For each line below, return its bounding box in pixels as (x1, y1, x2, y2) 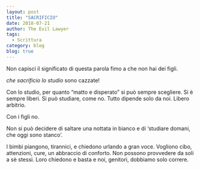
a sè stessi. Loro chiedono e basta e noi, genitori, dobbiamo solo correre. (6, 156, 189, 163)
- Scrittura (12, 37, 42, 43)
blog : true (6, 48, 34, 55)
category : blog (6, 43, 45, 49)
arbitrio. (6, 101, 26, 108)
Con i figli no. (6, 113, 39, 120)
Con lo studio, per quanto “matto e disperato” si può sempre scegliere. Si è (6, 88, 193, 96)
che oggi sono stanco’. (6, 131, 63, 138)
